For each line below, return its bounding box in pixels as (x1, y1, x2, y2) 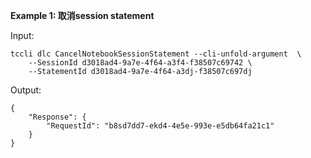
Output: (10, 84, 42, 96)
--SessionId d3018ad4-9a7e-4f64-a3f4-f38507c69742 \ (28, 58, 253, 68)
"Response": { (28, 112, 87, 122)
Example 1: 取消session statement (10, 10, 155, 21)
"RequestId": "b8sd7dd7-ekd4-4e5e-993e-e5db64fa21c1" (46, 121, 275, 131)
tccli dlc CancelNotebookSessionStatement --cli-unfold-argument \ (10, 49, 302, 59)
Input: (10, 30, 35, 41)
